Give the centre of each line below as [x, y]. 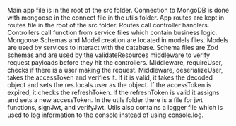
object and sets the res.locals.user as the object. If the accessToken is [110, 85]
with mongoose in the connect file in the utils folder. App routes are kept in [116, 18]
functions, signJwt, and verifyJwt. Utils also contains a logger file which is [115, 107]
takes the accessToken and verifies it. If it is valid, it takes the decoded [110, 77]
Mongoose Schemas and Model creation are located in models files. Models [118, 40]
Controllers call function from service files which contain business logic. [112, 32]
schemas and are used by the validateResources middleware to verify [109, 55]
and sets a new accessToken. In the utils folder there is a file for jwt [105, 100]
